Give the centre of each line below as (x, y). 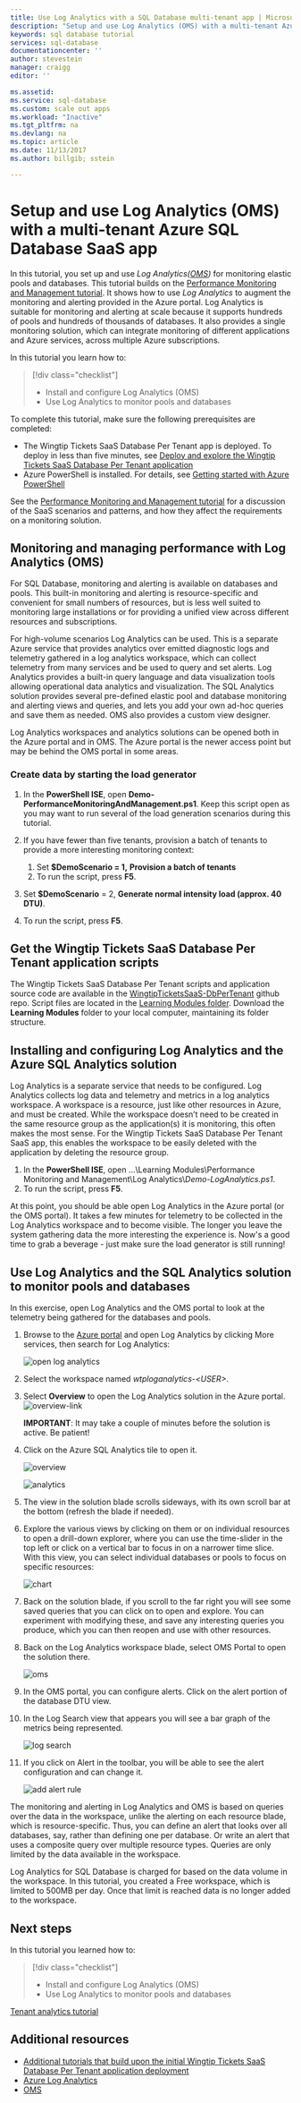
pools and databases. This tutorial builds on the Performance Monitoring (143, 283)
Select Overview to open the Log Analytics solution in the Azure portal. (154, 1396)
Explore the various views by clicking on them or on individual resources (156, 1529)
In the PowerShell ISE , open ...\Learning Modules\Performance (139, 1170)
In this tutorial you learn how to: (68, 357)
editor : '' (30, 76)
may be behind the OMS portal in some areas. (95, 752)
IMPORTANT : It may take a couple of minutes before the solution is (146, 1423)
